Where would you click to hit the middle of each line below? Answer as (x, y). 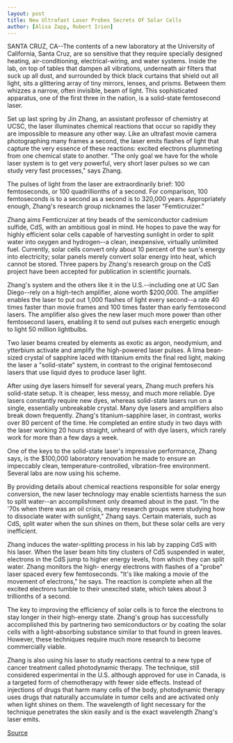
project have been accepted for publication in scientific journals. (99, 271)
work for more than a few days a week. (63, 438)
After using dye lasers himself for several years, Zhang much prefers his (111, 386)
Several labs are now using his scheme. (64, 473)
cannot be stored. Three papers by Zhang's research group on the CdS (109, 264)
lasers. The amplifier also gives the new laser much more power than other (114, 314)
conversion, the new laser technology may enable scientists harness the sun (117, 494)
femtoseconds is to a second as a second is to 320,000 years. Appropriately (116, 199)
